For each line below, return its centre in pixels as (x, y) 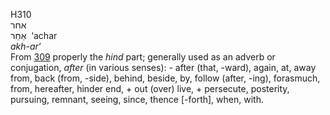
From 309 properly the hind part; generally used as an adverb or (143, 57)
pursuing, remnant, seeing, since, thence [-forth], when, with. (137, 99)
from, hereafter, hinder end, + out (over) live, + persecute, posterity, (150, 88)
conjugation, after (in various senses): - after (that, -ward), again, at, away (163, 67)
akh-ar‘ (26, 46)
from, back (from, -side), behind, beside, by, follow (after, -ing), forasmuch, (165, 78)
